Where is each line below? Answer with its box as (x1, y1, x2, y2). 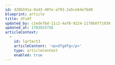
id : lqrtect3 (14, 39, 41, 44)
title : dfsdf (5, 16, 32, 21)
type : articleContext (14, 48, 58, 53)
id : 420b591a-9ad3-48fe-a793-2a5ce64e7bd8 (5, 7, 93, 12)
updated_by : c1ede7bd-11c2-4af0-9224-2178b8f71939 (5, 21, 111, 26)
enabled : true (14, 52, 43, 58)
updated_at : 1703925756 (5, 25, 54, 30)
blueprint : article (5, 12, 45, 17)
